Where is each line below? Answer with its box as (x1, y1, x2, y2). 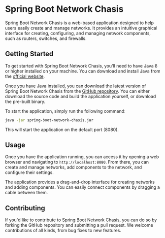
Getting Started (5, 50, 54, 58)
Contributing (5, 204, 45, 212)
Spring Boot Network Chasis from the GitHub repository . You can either (5, 88, 150, 94)
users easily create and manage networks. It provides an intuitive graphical (5, 25, 158, 31)
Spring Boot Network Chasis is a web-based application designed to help (5, 20, 154, 26)
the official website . (5, 73, 45, 79)
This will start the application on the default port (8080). (5, 127, 119, 133)
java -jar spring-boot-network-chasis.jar (5, 117, 94, 123)
